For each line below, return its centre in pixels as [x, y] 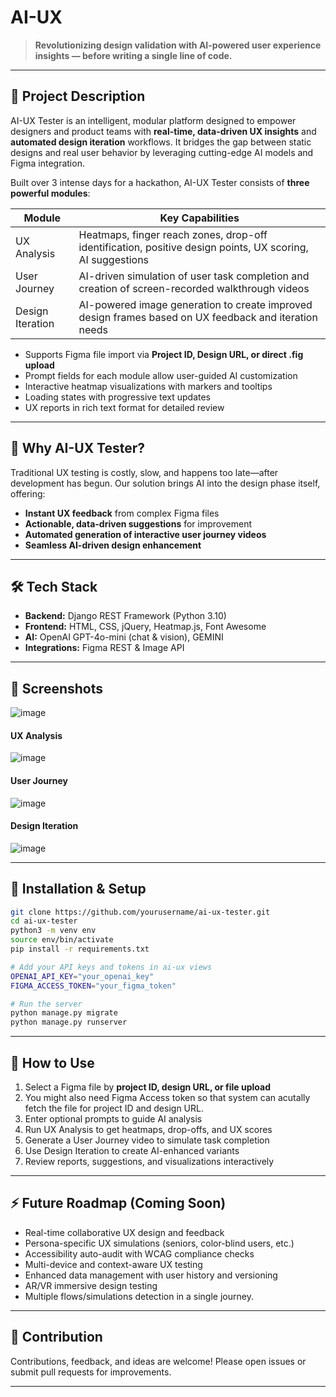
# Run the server [46, 1004]
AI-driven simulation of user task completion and [194, 276]
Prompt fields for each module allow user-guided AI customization [161, 375]
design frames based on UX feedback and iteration [198, 317]
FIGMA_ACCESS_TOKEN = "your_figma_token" [93, 986]
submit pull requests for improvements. [91, 1372]
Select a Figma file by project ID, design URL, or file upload [147, 1087]
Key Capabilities [199, 218]
